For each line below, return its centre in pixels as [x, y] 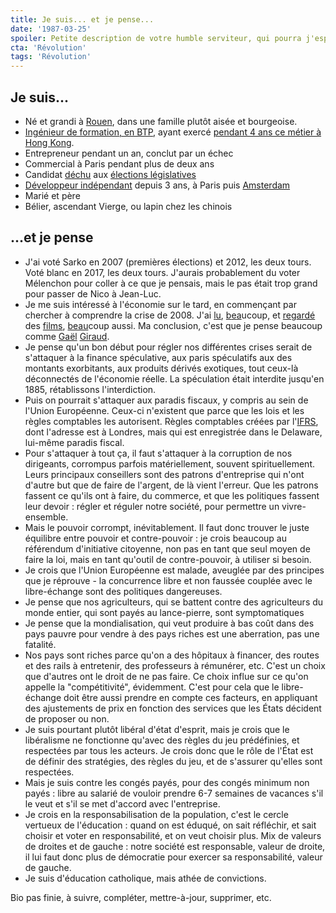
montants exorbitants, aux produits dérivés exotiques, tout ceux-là [161, 368]
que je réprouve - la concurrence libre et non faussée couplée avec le [168, 580]
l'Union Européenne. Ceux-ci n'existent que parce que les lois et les [164, 410]
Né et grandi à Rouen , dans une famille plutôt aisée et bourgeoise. [161, 121]
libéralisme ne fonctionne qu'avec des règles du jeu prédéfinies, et [162, 740]
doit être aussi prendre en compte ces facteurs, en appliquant [190, 697]
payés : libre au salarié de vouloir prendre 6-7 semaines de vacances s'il [174, 793]
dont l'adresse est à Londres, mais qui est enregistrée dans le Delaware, [173, 432]
